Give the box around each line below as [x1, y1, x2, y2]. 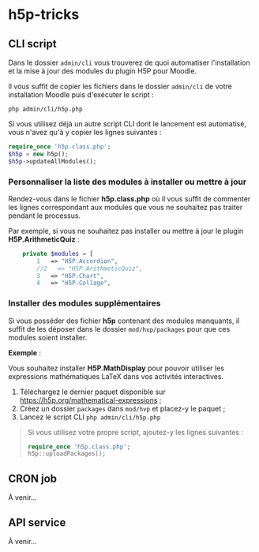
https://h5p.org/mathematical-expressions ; [19, 395, 162, 404]
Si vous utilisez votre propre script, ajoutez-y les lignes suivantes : [27, 427, 243, 437]
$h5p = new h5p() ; [8, 150, 69, 158]
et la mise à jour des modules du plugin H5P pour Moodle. [8, 66, 197, 76]
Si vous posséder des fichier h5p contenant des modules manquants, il [8, 316, 240, 325]
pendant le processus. [8, 211, 81, 220]
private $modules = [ [22, 250, 93, 257]
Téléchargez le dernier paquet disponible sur [19, 387, 166, 396]
